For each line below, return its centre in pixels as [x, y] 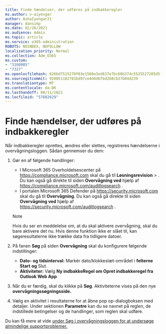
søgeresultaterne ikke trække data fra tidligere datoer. [67, 236]
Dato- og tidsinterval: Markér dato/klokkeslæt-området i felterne [86, 261]
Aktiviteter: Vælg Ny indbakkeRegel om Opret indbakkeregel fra [86, 271]
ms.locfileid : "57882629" [32, 97]
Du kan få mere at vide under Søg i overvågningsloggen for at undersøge [80, 321]
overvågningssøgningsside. [42, 292]
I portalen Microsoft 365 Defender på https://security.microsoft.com [89, 191]
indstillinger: [25, 251]
